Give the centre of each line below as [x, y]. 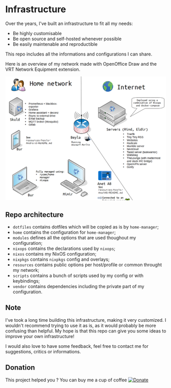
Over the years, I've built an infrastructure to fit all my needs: [69, 23]
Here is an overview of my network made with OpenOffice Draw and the [81, 64]
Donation [20, 368]
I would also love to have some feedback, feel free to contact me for [77, 346]
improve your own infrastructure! [40, 336]
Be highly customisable [37, 33]
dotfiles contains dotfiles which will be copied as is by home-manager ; [86, 227]
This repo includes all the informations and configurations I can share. [79, 54]
